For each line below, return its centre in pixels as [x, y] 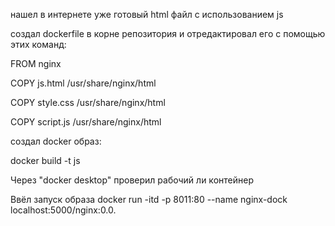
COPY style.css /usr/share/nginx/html [88, 102]
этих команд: [38, 44]
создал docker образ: [56, 141]
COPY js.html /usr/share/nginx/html [83, 83]
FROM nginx [36, 63]
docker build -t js [45, 160]
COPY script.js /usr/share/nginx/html [86, 122]
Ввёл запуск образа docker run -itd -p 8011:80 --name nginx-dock [149, 199]
